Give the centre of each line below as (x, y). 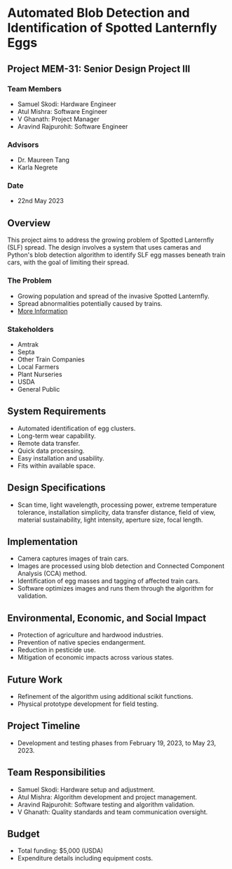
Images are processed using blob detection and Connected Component (121, 566)
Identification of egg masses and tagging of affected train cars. (109, 581)
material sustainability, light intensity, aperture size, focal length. (110, 520)
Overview (29, 223)
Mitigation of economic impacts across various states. (95, 657)
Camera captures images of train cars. (73, 559)
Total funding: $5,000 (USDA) (60, 851)
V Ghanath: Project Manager (59, 119)
